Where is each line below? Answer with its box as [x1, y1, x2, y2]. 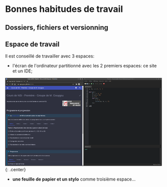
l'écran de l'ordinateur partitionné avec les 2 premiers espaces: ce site [12, 63, 157, 69]
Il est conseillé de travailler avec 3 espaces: [5, 53, 94, 59]
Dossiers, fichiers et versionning [5, 23, 108, 32]
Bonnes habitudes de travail [5, 3, 123, 15]
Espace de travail [5, 40, 60, 48]
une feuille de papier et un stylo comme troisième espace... [12, 176, 136, 182]
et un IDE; [12, 68, 33, 74]
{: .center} [5, 166, 26, 172]
